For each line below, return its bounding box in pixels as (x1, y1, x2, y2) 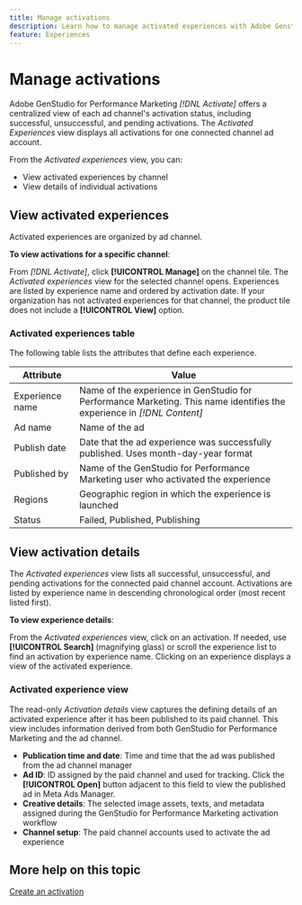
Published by (13, 468, 69, 480)
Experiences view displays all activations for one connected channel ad (9, 127, 274, 138)
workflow (22, 817, 58, 827)
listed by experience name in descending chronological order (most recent (9, 588, 286, 599)
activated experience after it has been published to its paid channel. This (9, 713, 279, 724)
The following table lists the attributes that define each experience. (9, 348, 258, 359)
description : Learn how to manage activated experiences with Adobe (9, 22, 271, 31)
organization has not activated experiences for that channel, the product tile (9, 295, 290, 306)
